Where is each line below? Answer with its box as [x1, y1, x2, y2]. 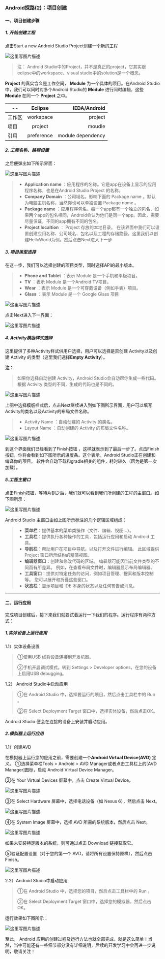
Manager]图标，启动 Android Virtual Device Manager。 [5, 767, 117, 772]
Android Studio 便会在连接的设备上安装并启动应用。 [5, 718, 110, 724]
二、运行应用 [5, 600, 31, 606]
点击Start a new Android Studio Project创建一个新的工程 [5, 43, 118, 49]
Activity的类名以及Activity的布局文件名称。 [5, 409, 92, 415]
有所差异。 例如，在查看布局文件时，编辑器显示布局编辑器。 [33, 565, 155, 571]
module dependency [57, 132, 106, 139]
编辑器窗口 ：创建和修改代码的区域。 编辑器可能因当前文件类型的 [24, 558, 155, 564]
